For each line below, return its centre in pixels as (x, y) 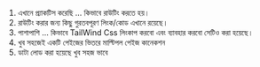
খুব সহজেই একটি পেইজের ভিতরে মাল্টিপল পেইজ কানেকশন (91, 42)
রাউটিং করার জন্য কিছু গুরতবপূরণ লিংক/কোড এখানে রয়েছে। (93, 22)
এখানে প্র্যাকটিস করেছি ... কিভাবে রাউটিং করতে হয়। (83, 13)
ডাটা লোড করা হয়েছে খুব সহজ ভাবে (63, 52)
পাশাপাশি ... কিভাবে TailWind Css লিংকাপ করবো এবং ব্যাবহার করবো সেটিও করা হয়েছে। (135, 33)
